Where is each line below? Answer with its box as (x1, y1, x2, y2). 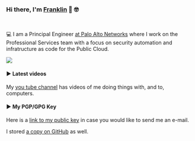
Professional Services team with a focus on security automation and (6, 39, 172, 46)
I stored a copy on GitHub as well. (6, 127, 89, 135)
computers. (6, 89, 34, 97)
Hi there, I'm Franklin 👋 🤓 (6, 5, 79, 14)
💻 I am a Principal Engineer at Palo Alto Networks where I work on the (6, 31, 178, 38)
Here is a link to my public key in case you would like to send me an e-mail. (6, 116, 190, 123)
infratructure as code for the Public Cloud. (6, 46, 110, 53)
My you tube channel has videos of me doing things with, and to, (6, 83, 165, 91)
